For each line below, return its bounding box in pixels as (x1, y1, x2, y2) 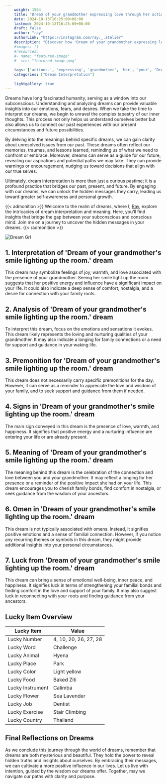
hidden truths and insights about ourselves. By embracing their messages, (5, 757, 158, 763)
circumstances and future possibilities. (5, 126, 84, 132)
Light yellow (53, 668, 82, 675)
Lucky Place (7, 660, 36, 667)
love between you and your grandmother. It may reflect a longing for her (5, 474, 153, 480)
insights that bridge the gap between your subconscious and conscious (5, 214, 152, 220)
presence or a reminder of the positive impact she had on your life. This (5, 480, 152, 486)
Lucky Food (7, 676, 35, 683)
